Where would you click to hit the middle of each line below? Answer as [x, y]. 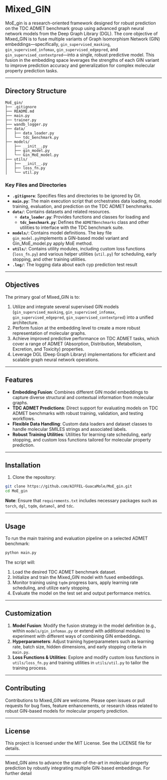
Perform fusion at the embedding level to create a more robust [76, 328]
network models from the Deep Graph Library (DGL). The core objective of [82, 33]
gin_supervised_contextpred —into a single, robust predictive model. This [80, 55]
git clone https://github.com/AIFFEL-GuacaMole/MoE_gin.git [69, 487]
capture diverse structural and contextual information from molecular [83, 397]
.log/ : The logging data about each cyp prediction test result [75, 265]
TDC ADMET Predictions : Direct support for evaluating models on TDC [85, 408]
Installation [23, 466]
